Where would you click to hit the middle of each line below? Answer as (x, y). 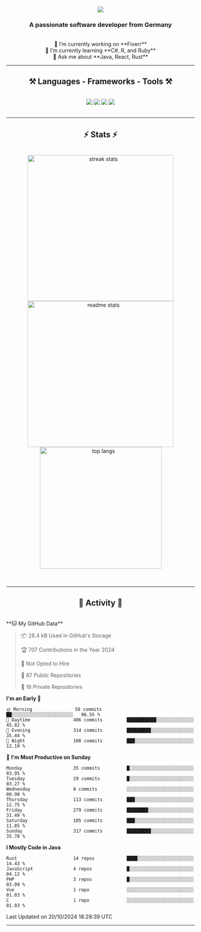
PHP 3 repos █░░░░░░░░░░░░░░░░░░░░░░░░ (100, 879)
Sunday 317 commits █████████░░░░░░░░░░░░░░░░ (100, 831)
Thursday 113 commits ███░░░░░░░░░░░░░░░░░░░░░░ (100, 800)
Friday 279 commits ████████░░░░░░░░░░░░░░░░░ (100, 810)
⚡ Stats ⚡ (100, 134)
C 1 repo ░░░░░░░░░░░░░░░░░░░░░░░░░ (100, 900)
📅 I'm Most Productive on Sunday (48, 757)
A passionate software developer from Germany (100, 25)
